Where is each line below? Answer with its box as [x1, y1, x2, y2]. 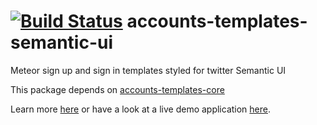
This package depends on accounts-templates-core [10, 83, 225, 95]
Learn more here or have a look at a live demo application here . [10, 103, 272, 115]
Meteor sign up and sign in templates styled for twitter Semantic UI [10, 64, 287, 76]
